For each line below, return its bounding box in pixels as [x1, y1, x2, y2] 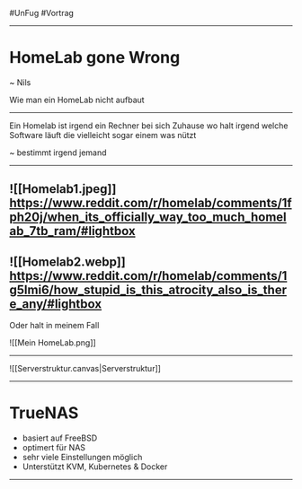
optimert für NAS [22, 442, 86, 453]
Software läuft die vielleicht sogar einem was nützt [9, 129, 197, 140]
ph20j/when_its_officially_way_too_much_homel [9, 210, 288, 225]
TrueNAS [9, 403, 79, 424]
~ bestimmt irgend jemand [9, 147, 107, 158]
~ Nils [9, 76, 31, 88]
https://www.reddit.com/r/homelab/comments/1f [9, 196, 292, 211]
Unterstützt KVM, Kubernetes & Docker [22, 461, 168, 472]
